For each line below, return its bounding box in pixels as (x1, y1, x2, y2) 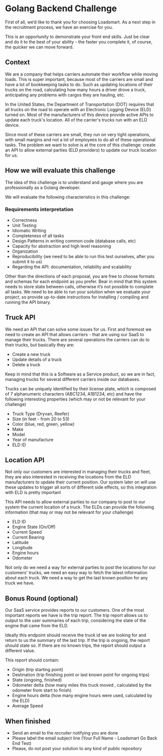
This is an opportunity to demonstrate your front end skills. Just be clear (5, 34, 150, 40)
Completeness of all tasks (12, 233, 64, 239)
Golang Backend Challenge (5, 3, 117, 14)
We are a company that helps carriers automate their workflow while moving (5, 71, 158, 77)
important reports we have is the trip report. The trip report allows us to (5, 613, 148, 618)
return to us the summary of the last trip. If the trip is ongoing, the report (5, 637, 150, 643)
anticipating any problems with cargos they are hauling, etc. (5, 92, 125, 98)
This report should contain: (5, 657, 59, 663)
